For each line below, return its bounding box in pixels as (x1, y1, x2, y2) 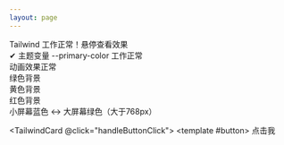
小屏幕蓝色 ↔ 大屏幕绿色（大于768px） (9, 106, 157, 116)
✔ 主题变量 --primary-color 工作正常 (9, 50, 143, 61)
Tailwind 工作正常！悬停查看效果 (9, 38, 129, 49)
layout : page (9, 13, 58, 22)
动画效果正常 (9, 61, 56, 72)
